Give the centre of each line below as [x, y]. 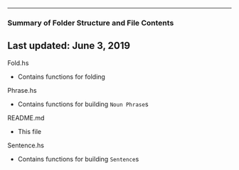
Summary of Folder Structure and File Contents [91, 23]
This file [29, 131]
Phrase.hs [22, 90]
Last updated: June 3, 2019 [69, 46]
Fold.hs [18, 63]
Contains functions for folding [61, 76]
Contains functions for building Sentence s [78, 159]
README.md [26, 118]
